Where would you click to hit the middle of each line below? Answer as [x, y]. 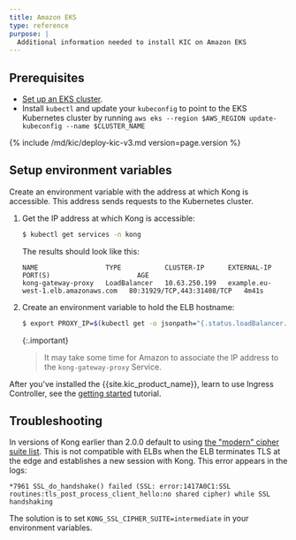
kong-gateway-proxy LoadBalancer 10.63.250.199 [119, 283]
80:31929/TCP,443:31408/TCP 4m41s [197, 291]
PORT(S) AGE [85, 275]
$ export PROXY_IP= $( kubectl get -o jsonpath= [109, 323]
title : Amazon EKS [43, 17]
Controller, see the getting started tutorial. [85, 393]
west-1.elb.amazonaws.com [69, 291]
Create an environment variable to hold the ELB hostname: [128, 307]
